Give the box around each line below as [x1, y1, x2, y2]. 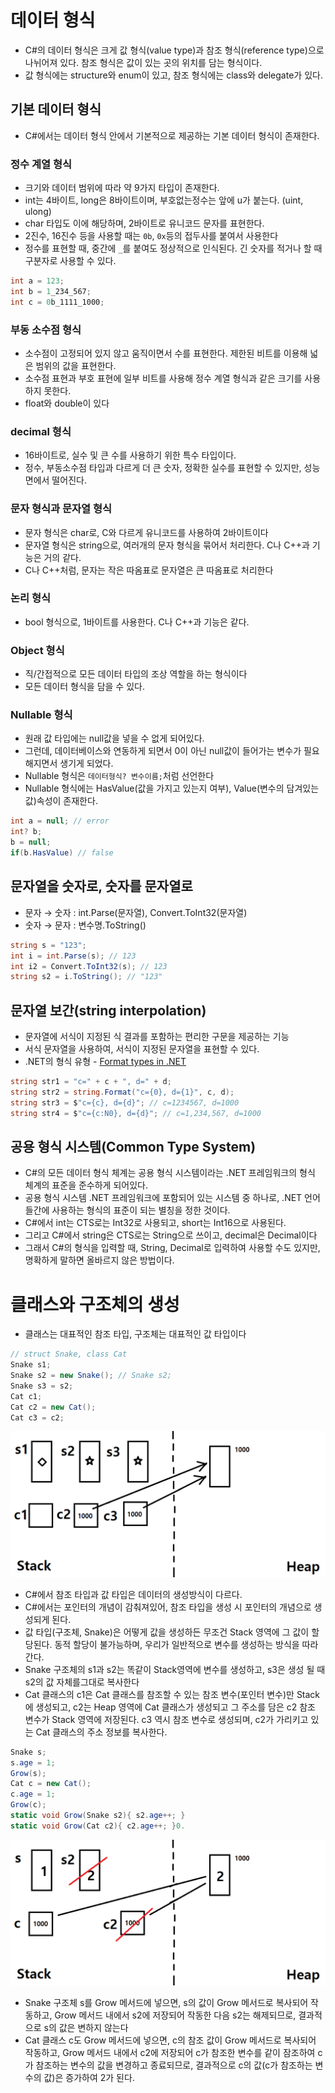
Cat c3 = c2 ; [10, 1412, 65, 1423]
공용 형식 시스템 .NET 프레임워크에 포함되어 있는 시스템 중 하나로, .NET [24, 1192, 303, 1204]
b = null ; [10, 837, 52, 848]
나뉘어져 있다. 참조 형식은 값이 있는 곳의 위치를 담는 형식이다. [24, 56, 263, 68]
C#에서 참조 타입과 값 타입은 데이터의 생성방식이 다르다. [24, 1588, 243, 1600]
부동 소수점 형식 [10, 322, 82, 336]
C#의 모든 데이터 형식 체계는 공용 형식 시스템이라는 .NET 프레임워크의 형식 [24, 1167, 316, 1179]
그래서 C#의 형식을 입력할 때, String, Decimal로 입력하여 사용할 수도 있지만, [24, 1242, 321, 1254]
